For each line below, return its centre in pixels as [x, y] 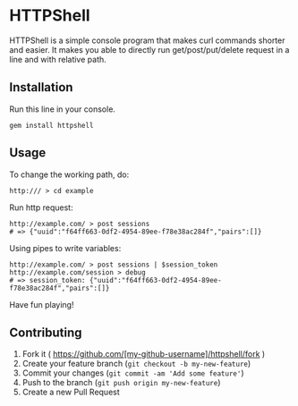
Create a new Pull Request [71, 392]
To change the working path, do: [69, 174]
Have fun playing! [42, 304]
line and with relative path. [58, 59]
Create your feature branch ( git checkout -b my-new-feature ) [136, 364]
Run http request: [41, 207]
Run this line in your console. [63, 109]
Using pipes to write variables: [65, 248]
